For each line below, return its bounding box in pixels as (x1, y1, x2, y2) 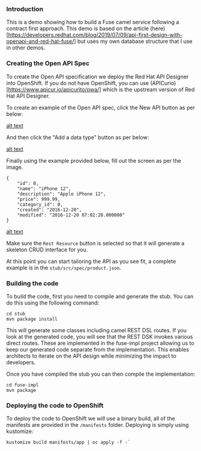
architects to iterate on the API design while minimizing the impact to (6, 352, 176, 359)
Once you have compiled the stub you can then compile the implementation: (6, 370, 196, 377)
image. (6, 163, 23, 171)
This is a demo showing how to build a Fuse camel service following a (6, 19, 179, 26)
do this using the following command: (6, 299, 99, 306)
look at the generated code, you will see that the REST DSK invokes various (6, 333, 193, 340)
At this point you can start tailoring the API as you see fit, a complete (6, 257, 176, 265)
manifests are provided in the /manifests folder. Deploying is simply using (6, 421, 189, 429)
